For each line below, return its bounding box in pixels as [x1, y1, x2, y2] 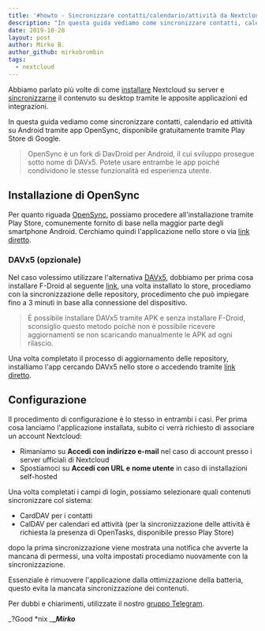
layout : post [8, 33, 51, 42]
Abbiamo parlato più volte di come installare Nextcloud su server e [8, 85, 225, 94]
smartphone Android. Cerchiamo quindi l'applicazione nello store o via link [8, 226, 250, 236]
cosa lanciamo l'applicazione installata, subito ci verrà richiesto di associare [8, 422, 255, 432]
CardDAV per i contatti [19, 511, 93, 520]
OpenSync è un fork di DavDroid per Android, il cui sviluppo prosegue [27, 149, 255, 158]
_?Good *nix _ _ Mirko [8, 614, 76, 623]
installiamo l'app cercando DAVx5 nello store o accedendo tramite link [8, 361, 236, 372]
